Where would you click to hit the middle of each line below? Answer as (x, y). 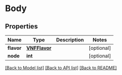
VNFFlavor (39, 48)
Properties (21, 26)
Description (70, 40)
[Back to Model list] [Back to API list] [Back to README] (61, 68)
